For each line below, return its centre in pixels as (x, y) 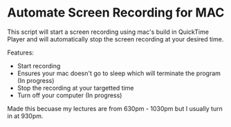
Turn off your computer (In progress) (70, 95)
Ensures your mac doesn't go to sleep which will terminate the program (119, 73)
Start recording (39, 66)
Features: (21, 52)
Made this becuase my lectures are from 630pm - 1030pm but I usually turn (115, 108)
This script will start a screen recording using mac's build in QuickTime (108, 32)
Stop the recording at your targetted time (75, 88)
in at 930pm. (25, 116)
